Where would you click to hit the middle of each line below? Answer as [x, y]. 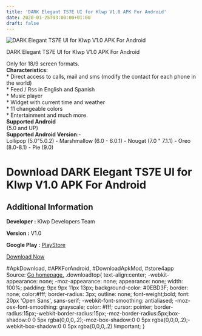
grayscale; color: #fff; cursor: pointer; [106, 307]
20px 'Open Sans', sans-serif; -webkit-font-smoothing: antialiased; [90, 301]
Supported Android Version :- [44, 134]
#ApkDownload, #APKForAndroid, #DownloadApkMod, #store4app [90, 268]
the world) [19, 83]
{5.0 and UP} [22, 128]
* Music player [25, 96]
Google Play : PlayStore [36, 245]
